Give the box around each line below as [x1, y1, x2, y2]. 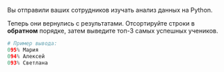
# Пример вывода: [7, 40, 58, 47]
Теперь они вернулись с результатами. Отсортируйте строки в [7, 19, 195, 27]
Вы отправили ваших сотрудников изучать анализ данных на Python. [7, 6, 214, 14]
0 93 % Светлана [7, 59, 49, 66]
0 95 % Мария [7, 46, 39, 53]
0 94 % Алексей [7, 53, 45, 60]
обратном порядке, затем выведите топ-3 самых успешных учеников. [7, 27, 218, 35]
